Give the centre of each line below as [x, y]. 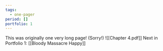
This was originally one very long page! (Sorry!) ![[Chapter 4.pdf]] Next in [82, 38]
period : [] [17, 19]
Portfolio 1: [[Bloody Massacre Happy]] [45, 43]
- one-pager [22, 14]
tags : [11, 10]
